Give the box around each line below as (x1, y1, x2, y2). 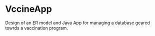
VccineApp (5, 3, 52, 15)
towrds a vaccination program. (5, 25, 68, 31)
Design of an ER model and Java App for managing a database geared (5, 20, 150, 26)
